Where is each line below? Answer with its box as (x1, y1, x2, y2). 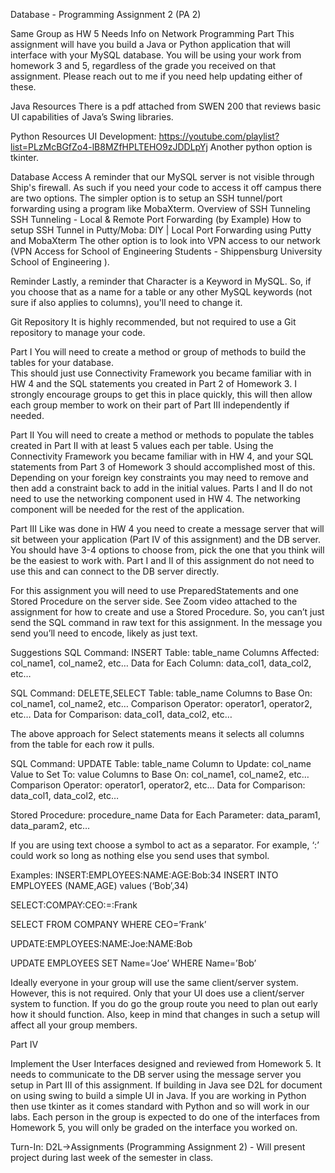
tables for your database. (10, 357, 114, 368)
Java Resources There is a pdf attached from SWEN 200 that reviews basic (10, 100, 322, 112)
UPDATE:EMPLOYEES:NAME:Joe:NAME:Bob (10, 938, 193, 949)
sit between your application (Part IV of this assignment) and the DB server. (10, 534, 321, 545)
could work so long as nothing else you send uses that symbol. (10, 850, 270, 861)
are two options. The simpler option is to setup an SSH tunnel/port (10, 192, 283, 204)
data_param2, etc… (10, 820, 90, 831)
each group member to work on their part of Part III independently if (10, 399, 290, 411)
